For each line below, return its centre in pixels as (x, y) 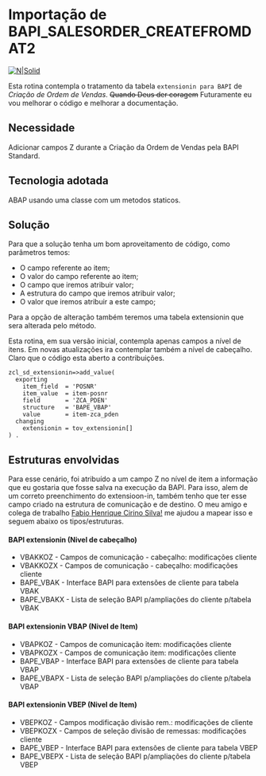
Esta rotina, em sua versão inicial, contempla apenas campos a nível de (125, 341)
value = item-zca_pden (71, 415)
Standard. (24, 155)
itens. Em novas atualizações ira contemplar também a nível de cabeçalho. (130, 350)
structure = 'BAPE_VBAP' (67, 408)
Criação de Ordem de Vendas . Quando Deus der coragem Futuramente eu (130, 94)
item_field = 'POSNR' (60, 387)
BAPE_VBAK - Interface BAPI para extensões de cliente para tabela (129, 582)
